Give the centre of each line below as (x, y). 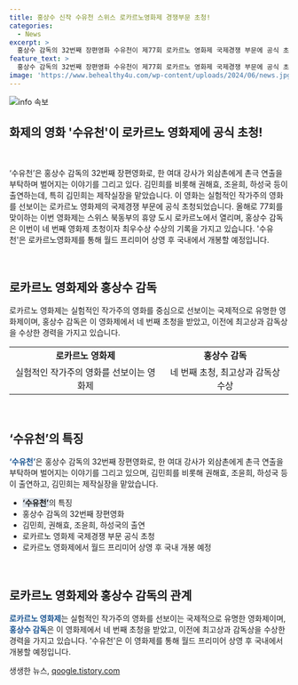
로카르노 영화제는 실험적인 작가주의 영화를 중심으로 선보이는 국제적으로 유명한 (143, 310)
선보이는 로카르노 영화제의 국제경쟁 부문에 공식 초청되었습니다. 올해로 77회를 (151, 206)
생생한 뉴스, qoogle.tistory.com (65, 671)
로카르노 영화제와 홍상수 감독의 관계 (101, 596)
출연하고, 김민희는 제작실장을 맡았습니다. (88, 484)
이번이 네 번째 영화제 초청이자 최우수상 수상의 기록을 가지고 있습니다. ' (139, 229)
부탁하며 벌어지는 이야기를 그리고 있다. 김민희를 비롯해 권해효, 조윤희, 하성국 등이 (149, 184)
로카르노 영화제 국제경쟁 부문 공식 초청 (88, 536)
